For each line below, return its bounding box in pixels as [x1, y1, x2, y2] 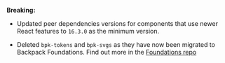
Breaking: [6, 6, 36, 14]
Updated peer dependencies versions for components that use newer [16, 20, 219, 27]
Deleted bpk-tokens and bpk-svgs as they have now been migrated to [16, 41, 215, 48]
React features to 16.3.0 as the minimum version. [16, 27, 159, 35]
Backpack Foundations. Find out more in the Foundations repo [16, 48, 197, 56]
